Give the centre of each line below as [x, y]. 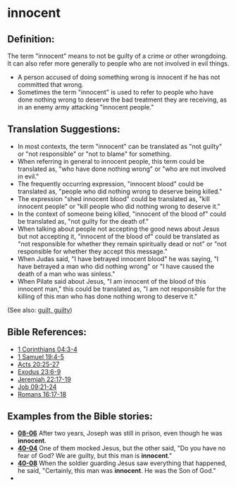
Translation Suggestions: [64, 130]
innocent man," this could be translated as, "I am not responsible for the [122, 289]
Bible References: [47, 332]
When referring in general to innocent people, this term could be [111, 161]
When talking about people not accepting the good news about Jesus [119, 229]
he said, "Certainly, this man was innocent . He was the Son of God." [117, 471]
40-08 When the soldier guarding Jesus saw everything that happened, [122, 463]
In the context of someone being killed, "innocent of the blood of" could [122, 214]
